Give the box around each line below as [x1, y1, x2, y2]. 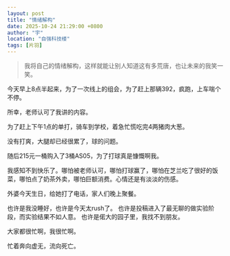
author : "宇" [7, 29, 43, 36]
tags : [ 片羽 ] [7, 42, 43, 49]
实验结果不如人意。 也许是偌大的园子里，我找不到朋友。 [25, 213, 184, 220]
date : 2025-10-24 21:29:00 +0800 [7, 23, 103, 30]
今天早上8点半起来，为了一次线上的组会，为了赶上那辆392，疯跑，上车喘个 [7, 85, 222, 93]
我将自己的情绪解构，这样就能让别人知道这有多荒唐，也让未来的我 [23, 62, 211, 69]
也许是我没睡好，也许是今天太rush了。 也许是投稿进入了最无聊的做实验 [7, 204, 209, 212]
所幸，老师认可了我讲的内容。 [7, 108, 92, 116]
